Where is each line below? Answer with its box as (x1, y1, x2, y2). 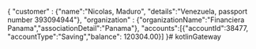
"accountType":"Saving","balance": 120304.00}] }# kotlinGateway (7, 32, 222, 41)
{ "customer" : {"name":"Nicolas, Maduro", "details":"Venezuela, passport (7, 7, 248, 16)
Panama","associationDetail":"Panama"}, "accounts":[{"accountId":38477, (7, 24, 249, 32)
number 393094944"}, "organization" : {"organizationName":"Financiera (7, 15, 245, 24)
